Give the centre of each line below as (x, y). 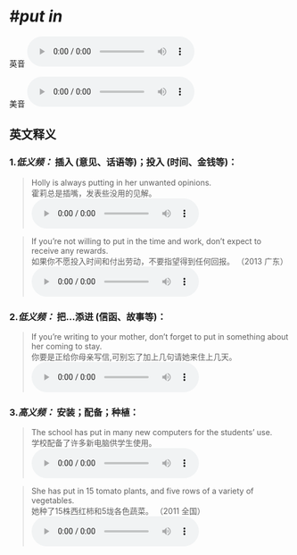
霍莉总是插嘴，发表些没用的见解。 (94, 193)
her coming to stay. (66, 346)
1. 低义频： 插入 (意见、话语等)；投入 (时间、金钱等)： (124, 163)
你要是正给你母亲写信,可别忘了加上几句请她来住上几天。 (134, 357)
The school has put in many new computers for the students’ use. (152, 433)
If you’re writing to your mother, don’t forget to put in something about (160, 336)
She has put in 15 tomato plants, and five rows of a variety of (142, 491)
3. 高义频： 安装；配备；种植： (74, 412)
